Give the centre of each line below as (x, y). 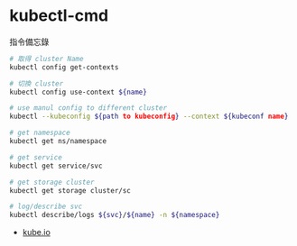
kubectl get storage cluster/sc (70, 190)
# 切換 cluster (37, 83)
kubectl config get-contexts (64, 67)
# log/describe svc (46, 207)
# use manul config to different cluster (88, 108)
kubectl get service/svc (56, 166)
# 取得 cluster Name (46, 59)
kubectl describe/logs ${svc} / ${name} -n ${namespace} (115, 215)
